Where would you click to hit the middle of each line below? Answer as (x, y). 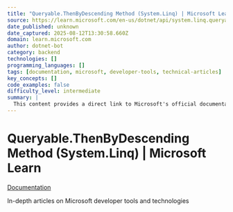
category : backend (34, 53)
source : (18, 20)
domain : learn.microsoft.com (49, 40)
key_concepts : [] (32, 78)
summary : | (23, 98)
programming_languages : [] (46, 65)
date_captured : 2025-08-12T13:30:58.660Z (68, 33)
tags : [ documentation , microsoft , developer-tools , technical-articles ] (114, 72)
